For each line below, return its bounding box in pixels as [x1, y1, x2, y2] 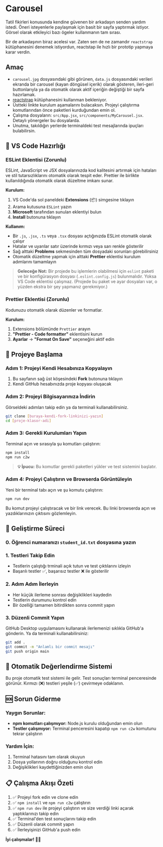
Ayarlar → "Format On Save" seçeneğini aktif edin [12, 336, 114, 342]
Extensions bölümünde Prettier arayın [12, 326, 91, 332]
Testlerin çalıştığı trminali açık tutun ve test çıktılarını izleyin [12, 563, 131, 569]
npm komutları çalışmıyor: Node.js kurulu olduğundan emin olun [12, 721, 143, 726]
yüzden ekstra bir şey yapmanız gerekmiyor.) [17, 284, 108, 290]
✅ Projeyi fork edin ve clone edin [12, 794, 79, 800]
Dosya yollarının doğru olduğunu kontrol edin [12, 759, 103, 765]
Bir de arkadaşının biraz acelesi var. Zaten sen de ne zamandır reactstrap [5, 38, 153, 44]
